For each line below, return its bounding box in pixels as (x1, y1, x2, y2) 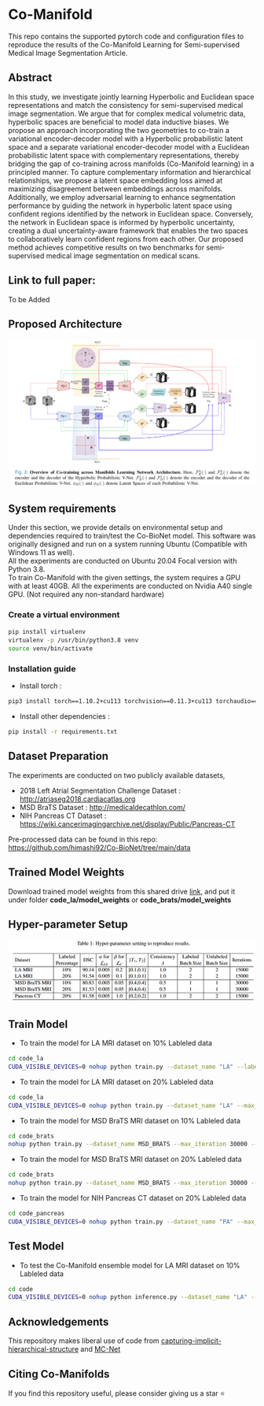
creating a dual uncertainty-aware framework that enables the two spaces (8, 226, 249, 235)
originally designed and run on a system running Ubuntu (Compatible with (8, 539, 247, 549)
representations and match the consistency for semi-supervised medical (8, 100, 244, 109)
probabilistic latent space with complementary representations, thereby (8, 150, 240, 160)
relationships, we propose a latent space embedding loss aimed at (8, 176, 222, 185)
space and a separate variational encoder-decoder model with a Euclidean (8, 142, 250, 151)
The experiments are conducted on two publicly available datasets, (8, 770, 225, 780)
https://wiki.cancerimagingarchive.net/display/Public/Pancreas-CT (19, 819, 236, 828)
